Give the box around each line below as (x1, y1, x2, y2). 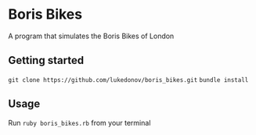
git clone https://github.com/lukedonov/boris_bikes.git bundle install (8, 76, 249, 83)
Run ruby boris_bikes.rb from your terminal (8, 118, 151, 127)
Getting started (8, 54, 85, 67)
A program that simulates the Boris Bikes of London (8, 31, 175, 41)
